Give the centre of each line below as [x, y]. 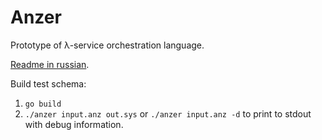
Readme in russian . [50, 64]
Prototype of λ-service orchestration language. [107, 45]
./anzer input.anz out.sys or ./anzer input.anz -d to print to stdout [168, 113]
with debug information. [74, 124]
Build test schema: [48, 83]
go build [43, 104]
